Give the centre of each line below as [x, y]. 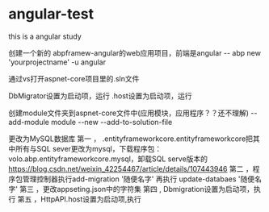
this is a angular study [45, 36]
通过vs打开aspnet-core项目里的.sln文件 [74, 78]
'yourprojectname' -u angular [57, 62]
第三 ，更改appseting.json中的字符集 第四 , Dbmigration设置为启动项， [137, 189]
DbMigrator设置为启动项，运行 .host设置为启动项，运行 [100, 96]
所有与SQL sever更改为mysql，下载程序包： [88, 148]
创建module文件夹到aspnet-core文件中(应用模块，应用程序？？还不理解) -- [133, 113]
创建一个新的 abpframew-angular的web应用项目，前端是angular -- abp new [134, 52]
